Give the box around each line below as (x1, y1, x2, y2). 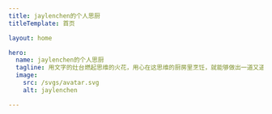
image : (15, 71, 38, 79)
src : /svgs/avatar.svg (23, 78, 100, 87)
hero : (8, 49, 27, 57)
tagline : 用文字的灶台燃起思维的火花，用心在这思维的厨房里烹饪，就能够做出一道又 (15, 64, 259, 72)
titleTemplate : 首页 (8, 19, 75, 27)
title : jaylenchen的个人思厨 (8, 11, 101, 20)
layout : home (8, 34, 53, 42)
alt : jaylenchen (23, 86, 79, 94)
